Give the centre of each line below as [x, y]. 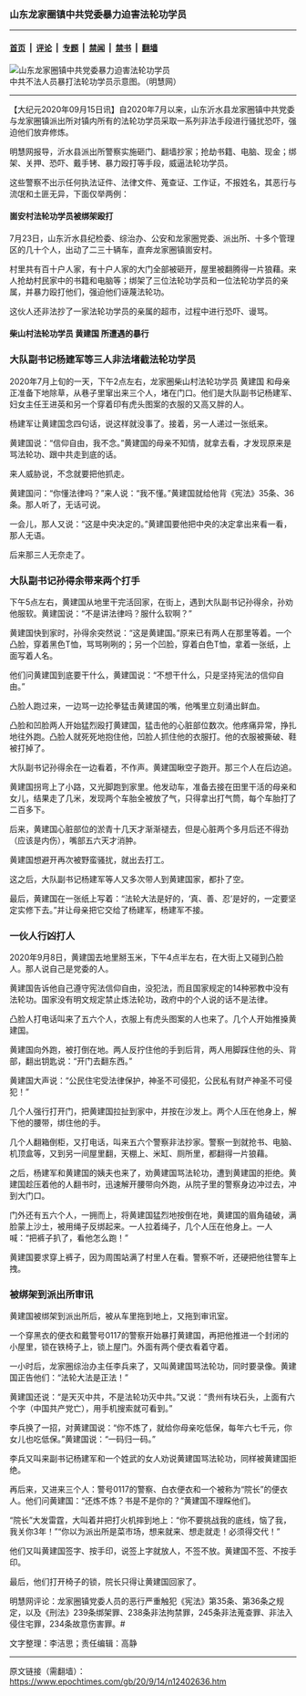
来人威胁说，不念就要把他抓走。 [69, 473]
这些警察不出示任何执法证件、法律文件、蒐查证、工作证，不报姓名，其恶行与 [153, 182]
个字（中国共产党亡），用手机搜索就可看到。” [91, 1409]
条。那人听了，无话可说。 [57, 505]
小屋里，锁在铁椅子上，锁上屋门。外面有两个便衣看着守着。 [121, 1347]
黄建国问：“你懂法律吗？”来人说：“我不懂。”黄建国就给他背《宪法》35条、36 [152, 493]
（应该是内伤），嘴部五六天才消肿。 [75, 840]
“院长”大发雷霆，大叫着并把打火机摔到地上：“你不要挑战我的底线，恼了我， [150, 1520]
